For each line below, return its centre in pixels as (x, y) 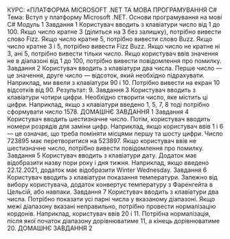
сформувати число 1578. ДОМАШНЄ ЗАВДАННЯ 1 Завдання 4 (98, 112)
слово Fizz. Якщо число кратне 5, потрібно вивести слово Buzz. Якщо (110, 39)
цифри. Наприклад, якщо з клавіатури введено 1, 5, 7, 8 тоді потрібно (108, 104)
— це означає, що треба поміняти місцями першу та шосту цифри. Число (115, 134)
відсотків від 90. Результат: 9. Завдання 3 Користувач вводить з (101, 90)
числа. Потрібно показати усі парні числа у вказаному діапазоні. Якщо (111, 199)
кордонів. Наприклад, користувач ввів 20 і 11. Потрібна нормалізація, (109, 214)
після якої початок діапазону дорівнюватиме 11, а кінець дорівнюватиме (114, 221)
